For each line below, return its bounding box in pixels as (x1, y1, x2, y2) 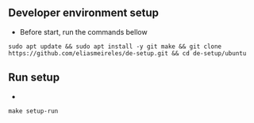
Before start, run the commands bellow (19, 27, 148, 36)
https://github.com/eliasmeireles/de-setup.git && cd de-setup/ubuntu (8, 49, 247, 58)
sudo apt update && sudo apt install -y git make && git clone (8, 43, 222, 50)
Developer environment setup (8, 6, 160, 20)
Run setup (8, 71, 60, 84)
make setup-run (8, 106, 59, 115)
